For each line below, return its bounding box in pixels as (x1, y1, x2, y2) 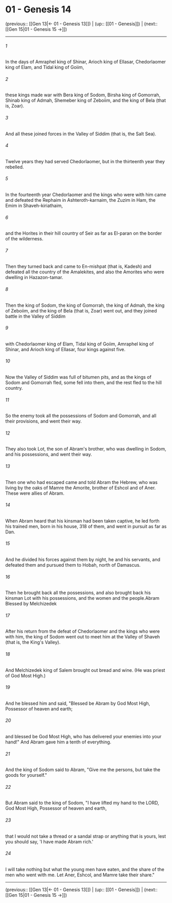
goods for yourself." (5, 772, 47, 778)
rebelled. (5, 164, 24, 170)
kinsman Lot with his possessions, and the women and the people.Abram (5, 595, 160, 601)
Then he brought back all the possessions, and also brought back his (5, 589, 151, 596)
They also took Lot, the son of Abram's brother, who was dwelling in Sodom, (5, 446, 166, 452)
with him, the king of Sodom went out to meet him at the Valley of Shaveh (5, 634, 160, 640)
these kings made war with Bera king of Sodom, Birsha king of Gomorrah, (5, 92, 161, 98)
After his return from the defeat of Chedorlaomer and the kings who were (5, 628, 160, 634)
